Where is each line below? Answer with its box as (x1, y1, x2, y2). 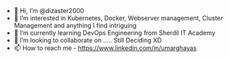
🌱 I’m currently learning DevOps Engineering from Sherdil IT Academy (13, 28, 215, 37)
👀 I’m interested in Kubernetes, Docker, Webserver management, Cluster (13, 14, 224, 22)
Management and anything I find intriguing (13, 22, 137, 29)
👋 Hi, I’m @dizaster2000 (13, 7, 85, 15)
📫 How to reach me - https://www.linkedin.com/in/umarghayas (13, 44, 197, 52)
